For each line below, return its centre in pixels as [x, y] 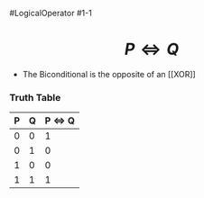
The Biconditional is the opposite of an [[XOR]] [109, 74]
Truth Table [35, 97]
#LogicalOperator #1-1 [51, 13]
